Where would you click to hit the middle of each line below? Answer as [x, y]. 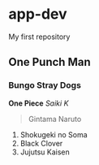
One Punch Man [49, 62]
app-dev [38, 14]
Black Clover [41, 143]
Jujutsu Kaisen [45, 152]
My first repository [39, 37]
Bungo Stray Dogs [45, 85]
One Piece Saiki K [39, 103]
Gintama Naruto [55, 119]
